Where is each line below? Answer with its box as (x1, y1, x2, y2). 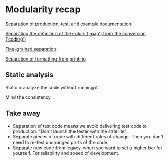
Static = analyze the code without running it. (5, 84, 99, 90)
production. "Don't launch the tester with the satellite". (12, 128, 128, 134)
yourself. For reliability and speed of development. (12, 150, 120, 156)
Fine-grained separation (5, 46, 57, 52)
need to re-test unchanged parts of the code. (12, 139, 109, 145)
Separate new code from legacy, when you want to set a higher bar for (12, 145, 163, 151)
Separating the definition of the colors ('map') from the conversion (5, 30, 146, 36)
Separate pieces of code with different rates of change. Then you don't (12, 133, 164, 139)
